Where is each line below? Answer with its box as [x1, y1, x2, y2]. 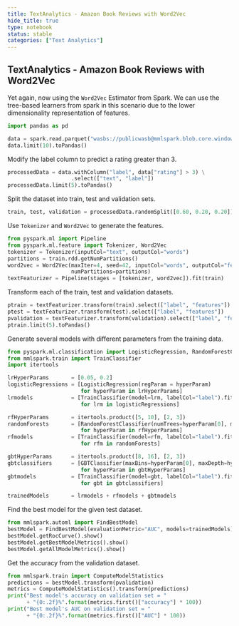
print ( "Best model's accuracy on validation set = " [7, 592, 167, 600]
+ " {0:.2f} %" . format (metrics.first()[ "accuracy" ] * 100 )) [26, 599, 202, 606]
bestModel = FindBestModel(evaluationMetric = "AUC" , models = [7, 525, 190, 533]
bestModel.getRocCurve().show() [7, 533, 103, 540]
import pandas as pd [7, 122, 69, 129]
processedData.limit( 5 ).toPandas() [7, 182, 113, 189]
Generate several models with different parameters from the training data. [7, 334, 224, 343]
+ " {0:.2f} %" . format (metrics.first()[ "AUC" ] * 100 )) [26, 612, 186, 619]
